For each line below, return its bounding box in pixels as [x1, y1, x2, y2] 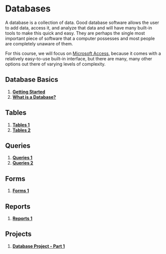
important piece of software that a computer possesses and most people [5, 35, 155, 41]
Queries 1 [12, 155, 32, 161]
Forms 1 [12, 188, 29, 194]
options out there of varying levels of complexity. [5, 61, 106, 67]
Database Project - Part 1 [12, 243, 65, 249]
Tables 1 [12, 122, 30, 128]
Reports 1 [12, 216, 32, 221]
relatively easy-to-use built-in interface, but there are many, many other [5, 55, 153, 61]
